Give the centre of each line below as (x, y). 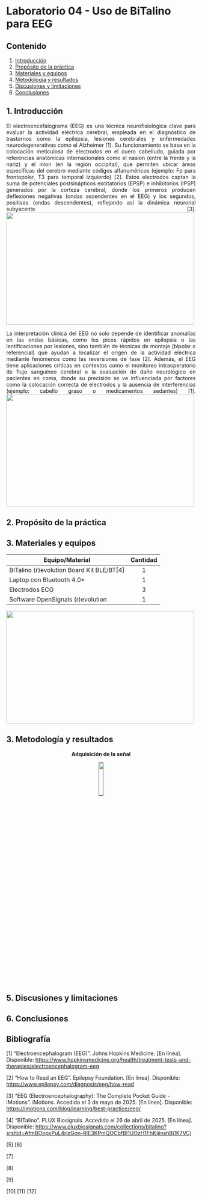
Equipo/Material (67, 560)
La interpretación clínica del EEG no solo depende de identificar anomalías (101, 333)
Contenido (26, 46)
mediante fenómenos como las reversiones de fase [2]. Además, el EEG (101, 358)
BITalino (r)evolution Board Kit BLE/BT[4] (67, 570)
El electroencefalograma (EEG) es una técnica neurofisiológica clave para (101, 126)
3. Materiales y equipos (51, 543)
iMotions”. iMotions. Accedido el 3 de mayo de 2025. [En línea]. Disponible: (99, 1103)
